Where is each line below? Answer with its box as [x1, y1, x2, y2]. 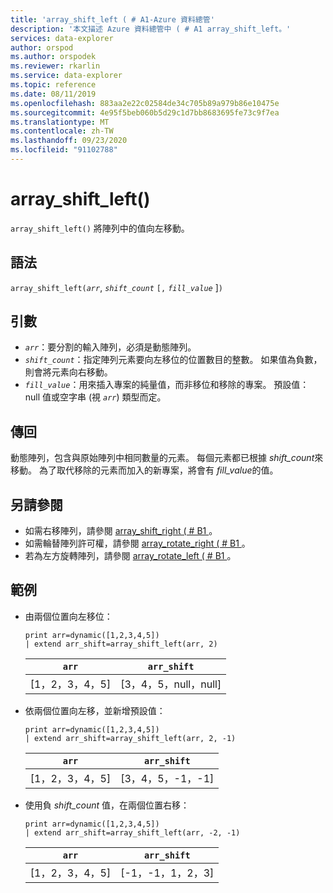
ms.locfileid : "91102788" [10, 145, 118, 155]
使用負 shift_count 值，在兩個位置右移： [24, 799, 190, 811]
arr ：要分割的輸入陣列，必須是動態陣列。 [24, 341, 197, 353]
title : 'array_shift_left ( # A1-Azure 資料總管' [10, 14, 215, 25]
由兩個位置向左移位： [24, 610, 113, 622]
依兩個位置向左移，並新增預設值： [24, 704, 166, 716]
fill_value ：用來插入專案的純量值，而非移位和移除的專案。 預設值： [24, 379, 310, 391]
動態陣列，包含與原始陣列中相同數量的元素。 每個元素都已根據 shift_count [10, 452, 315, 464]
